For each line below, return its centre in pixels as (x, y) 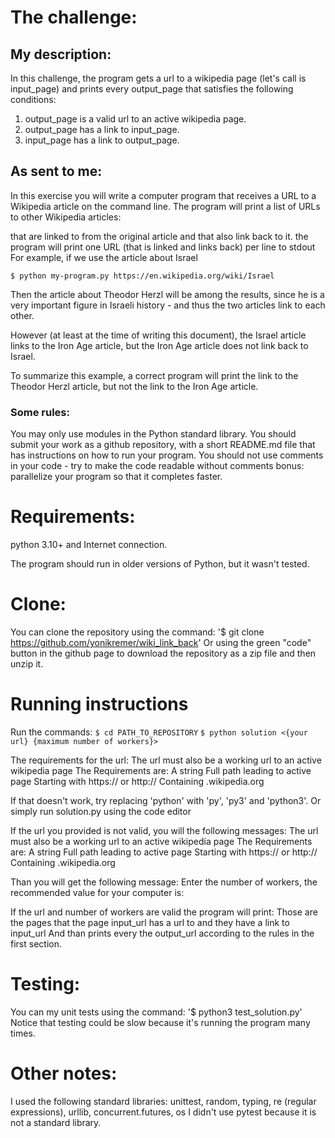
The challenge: (74, 17)
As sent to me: (56, 171)
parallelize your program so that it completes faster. (116, 477)
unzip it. (27, 663)
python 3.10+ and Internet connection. (89, 545)
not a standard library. (56, 1122)
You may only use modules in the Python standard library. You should (153, 434)
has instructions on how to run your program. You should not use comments (167, 455)
